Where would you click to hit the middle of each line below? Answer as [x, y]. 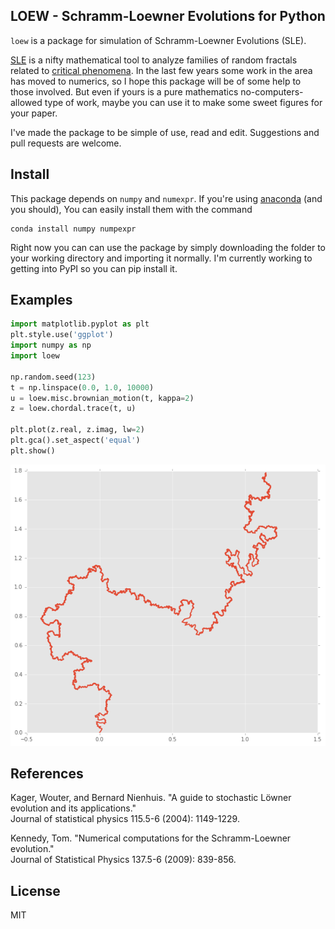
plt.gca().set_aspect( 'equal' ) [75, 440]
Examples [41, 300]
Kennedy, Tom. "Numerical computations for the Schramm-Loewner [151, 838]
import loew [35, 356]
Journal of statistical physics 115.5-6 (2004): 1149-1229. [125, 819]
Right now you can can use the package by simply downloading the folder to [168, 247]
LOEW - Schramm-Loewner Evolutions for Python [168, 16]
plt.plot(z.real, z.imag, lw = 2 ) [77, 430]
